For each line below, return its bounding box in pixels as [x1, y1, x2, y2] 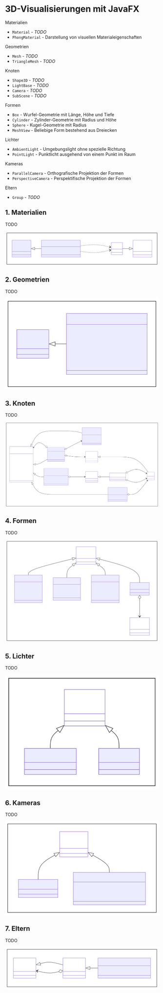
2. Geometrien [5, 276, 50, 284]
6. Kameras [5, 799, 41, 807]
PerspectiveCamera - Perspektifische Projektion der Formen [12, 175, 131, 181]
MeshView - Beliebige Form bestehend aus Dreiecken [12, 127, 117, 133]
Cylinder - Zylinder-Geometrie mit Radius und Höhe [12, 117, 117, 122]
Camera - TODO [12, 87, 42, 93]
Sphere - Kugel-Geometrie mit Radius [12, 122, 87, 128]
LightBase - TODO [12, 82, 49, 88]
